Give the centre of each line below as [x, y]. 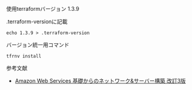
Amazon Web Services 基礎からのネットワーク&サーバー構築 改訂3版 [100, 81]
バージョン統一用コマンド [38, 45]
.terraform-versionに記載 [37, 22]
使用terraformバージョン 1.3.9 [43, 9]
